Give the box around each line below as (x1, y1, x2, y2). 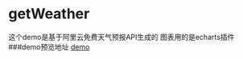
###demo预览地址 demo (8, 41, 90, 52)
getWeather (8, 5, 90, 23)
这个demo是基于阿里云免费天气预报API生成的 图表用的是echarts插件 (8, 32, 235, 41)
